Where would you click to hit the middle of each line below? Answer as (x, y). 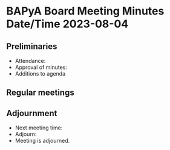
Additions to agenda (40, 73)
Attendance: (30, 61)
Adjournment (32, 113)
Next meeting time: (39, 128)
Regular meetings (40, 93)
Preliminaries (32, 46)
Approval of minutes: (41, 67)
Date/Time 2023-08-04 (67, 24)
